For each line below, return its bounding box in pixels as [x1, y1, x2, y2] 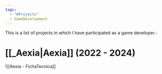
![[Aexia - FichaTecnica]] [5, 64, 56, 70]
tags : [5, 7, 16, 12]
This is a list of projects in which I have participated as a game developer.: [5, 30, 157, 36]
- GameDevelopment [9, 16, 48, 21]
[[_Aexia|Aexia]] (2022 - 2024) [5, 47, 136, 58]
